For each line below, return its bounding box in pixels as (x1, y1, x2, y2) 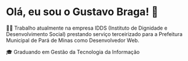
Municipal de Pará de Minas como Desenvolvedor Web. (6, 37, 140, 44)
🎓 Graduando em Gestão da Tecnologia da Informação (6, 48, 140, 55)
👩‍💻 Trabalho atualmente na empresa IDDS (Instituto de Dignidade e (6, 24, 168, 31)
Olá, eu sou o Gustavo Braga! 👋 (6, 5, 159, 19)
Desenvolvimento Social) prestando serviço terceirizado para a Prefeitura (6, 30, 183, 37)
